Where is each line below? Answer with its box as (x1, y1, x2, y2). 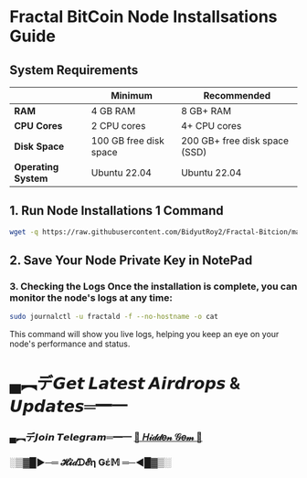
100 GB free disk (90, 134, 164, 147)
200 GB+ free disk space (181, 134, 290, 147)
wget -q (9, 227, 39, 237)
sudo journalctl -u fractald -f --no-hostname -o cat (9, 313, 219, 322)
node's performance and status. (9, 338, 131, 349)
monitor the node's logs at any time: (9, 292, 174, 303)
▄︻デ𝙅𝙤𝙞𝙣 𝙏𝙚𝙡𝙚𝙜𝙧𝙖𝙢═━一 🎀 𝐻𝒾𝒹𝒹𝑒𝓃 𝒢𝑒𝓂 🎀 (9, 431, 203, 444)
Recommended (203, 90, 271, 101)
